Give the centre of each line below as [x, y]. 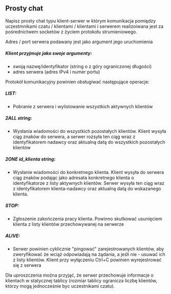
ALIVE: [13, 236]
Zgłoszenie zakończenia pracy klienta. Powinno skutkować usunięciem [88, 219]
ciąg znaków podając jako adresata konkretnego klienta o [73, 178]
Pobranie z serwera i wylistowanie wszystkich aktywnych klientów [83, 106]
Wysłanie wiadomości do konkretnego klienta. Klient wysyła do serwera [88, 172]
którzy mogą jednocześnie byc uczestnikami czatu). [60, 286]
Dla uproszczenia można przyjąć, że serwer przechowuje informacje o [79, 275]
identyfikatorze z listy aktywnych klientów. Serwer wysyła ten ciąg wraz [89, 183]
